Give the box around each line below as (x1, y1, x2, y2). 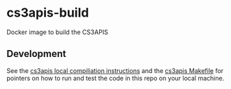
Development (6, 48, 67, 60)
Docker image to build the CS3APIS (6, 28, 109, 36)
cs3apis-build (6, 5, 89, 21)
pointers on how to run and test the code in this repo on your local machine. (6, 74, 225, 82)
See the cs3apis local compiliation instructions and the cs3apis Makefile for (6, 66, 224, 74)
